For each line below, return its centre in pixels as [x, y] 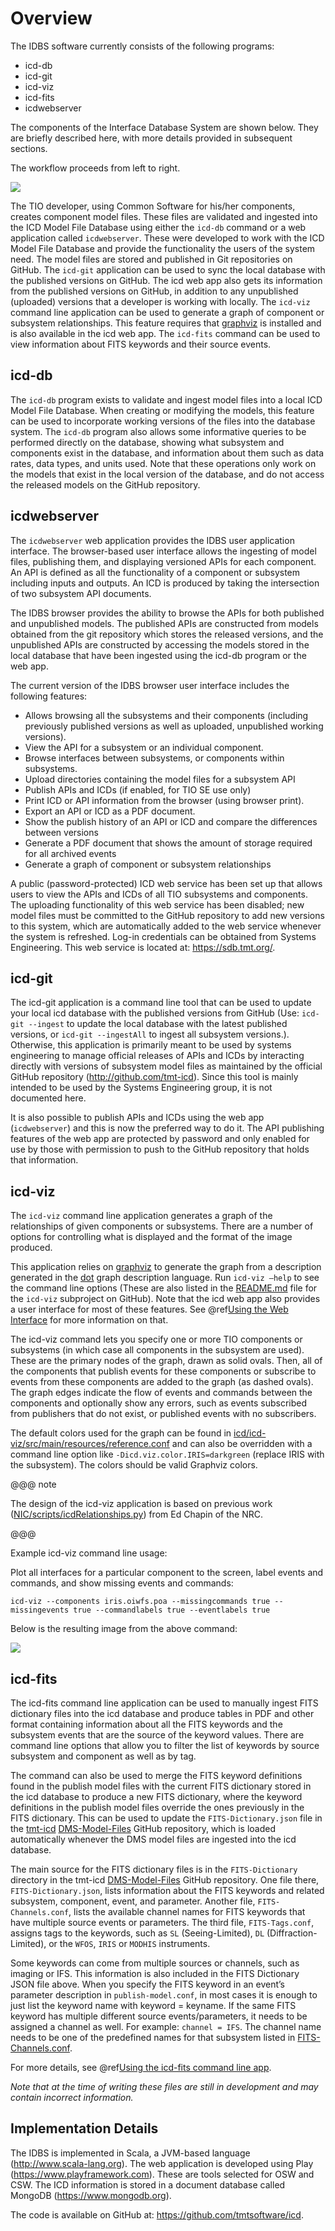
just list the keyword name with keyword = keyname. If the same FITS [153, 2005]
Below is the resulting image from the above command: [124, 1629]
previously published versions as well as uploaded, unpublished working [174, 726]
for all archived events [70, 853]
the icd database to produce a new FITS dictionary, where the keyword [156, 1796]
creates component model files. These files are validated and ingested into [164, 216]
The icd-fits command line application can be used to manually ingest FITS [164, 1703]
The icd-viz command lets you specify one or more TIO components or [156, 1339]
